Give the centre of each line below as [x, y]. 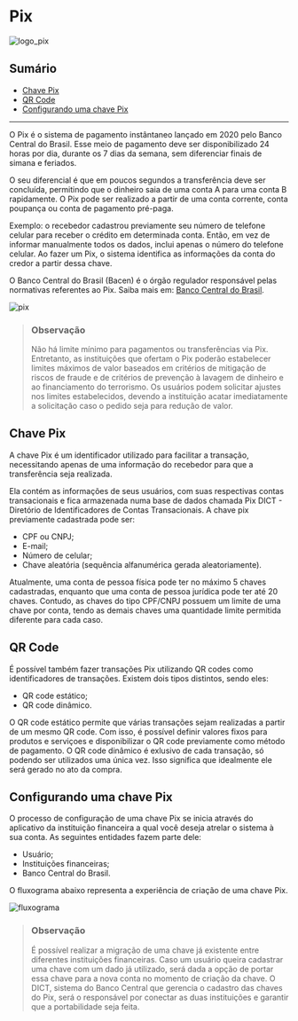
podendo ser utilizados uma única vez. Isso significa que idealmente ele [141, 759]
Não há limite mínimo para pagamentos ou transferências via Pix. [149, 349]
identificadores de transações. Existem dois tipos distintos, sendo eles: [139, 678]
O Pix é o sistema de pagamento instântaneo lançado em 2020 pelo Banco [145, 134]
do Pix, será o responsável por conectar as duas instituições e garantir [160, 997]
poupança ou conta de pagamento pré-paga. [92, 208]
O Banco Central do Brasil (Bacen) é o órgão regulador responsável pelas [143, 280]
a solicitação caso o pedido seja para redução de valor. [132, 406]
